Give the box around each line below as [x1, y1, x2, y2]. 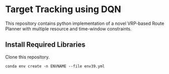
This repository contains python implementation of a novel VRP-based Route [5, 20, 164, 26]
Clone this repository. [5, 54, 50, 60]
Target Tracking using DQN [5, 4, 122, 15]
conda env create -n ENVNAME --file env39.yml [5, 63, 105, 69]
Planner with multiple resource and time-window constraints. [5, 25, 132, 31]
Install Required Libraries [5, 41, 86, 49]
